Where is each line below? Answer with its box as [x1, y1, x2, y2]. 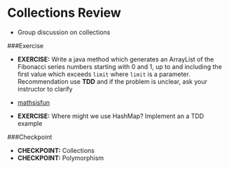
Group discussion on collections [17, 28, 111, 36]
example [17, 119, 43, 127]
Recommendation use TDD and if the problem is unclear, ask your [17, 77, 208, 85]
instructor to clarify [17, 84, 73, 93]
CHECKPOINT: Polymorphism [17, 154, 104, 162]
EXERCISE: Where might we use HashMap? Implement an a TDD [17, 112, 204, 120]
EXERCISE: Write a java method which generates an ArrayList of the [17, 54, 214, 64]
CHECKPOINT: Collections [17, 146, 95, 154]
